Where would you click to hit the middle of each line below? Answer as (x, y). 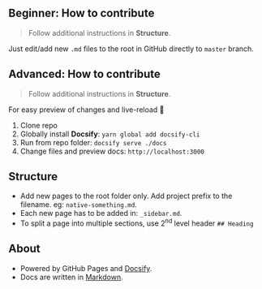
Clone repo (39, 125)
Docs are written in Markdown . (71, 277)
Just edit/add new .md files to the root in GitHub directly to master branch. (131, 49)
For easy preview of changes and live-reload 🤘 (86, 110)
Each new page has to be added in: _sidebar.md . (101, 214)
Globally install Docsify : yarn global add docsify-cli (110, 134)
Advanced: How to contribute (84, 74)
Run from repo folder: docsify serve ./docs (93, 142)
